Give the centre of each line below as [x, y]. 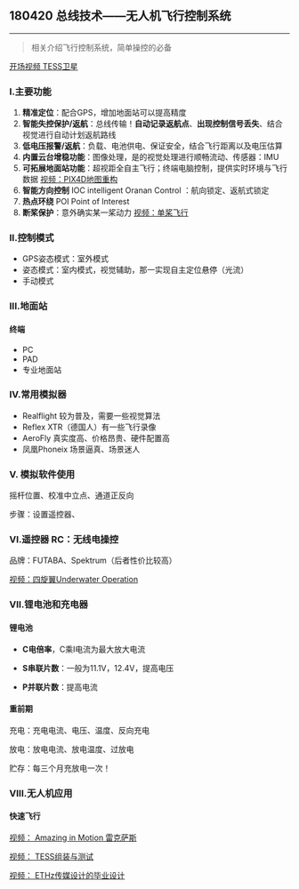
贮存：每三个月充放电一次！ [60, 768]
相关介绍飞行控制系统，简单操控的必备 [101, 47]
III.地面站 [28, 307]
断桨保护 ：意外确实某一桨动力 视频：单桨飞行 [105, 212]
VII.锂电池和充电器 [49, 605]
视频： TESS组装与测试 [52, 856]
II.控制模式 [32, 238]
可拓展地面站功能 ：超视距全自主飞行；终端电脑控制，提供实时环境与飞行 [154, 168]
